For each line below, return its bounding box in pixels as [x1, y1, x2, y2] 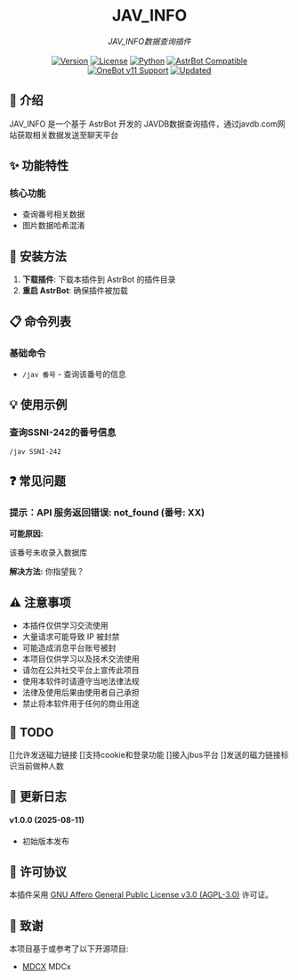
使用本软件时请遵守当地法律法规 [21, 676, 140, 687]
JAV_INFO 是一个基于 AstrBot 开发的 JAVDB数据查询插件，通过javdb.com [9, 118, 278, 129]
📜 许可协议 [9, 864, 67, 879]
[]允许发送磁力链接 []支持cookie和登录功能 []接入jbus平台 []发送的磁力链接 [9, 749, 282, 760]
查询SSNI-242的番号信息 [9, 426, 117, 439]
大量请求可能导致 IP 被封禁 [21, 631, 120, 642]
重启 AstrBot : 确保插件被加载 [21, 285, 129, 296]
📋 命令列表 [9, 314, 72, 329]
